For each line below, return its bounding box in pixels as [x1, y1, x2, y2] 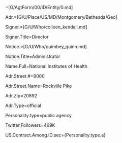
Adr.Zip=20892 [5, 93, 37, 98]
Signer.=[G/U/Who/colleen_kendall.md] [5, 24, 87, 30]
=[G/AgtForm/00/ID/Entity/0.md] [5, 5, 73, 10]
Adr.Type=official [5, 102, 42, 109]
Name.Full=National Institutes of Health [5, 63, 87, 69]
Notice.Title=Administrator [5, 53, 60, 59]
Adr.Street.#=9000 [5, 73, 45, 79]
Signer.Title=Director [5, 34, 49, 40]
